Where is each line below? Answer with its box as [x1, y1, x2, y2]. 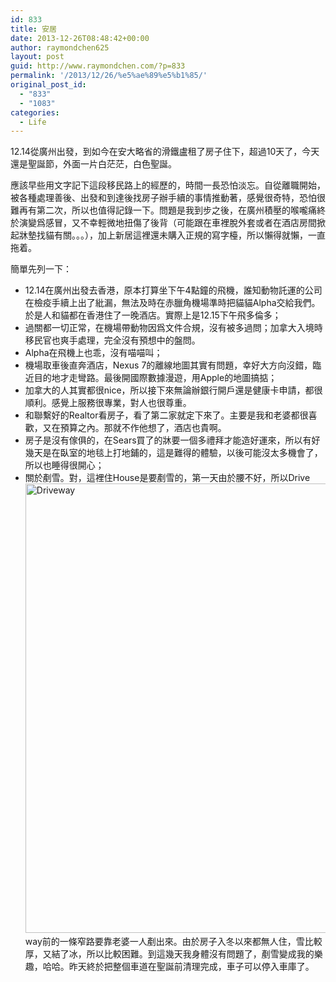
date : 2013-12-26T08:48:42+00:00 [10, 33, 150, 43]
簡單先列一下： [10, 263, 72, 275]
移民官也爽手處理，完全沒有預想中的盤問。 [24, 334, 201, 346]
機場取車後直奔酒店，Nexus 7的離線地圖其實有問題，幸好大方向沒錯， [24, 359, 313, 371]
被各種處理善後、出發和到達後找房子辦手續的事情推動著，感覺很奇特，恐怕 [10, 192, 317, 204]
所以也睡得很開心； [24, 459, 105, 471]
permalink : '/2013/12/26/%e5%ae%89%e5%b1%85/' [10, 71, 208, 81]
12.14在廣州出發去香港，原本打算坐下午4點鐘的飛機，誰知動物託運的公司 [24, 284, 323, 296]
